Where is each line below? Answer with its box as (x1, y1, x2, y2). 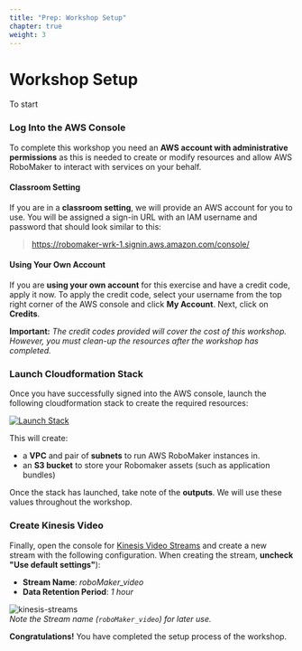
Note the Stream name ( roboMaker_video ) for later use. (9, 613, 212, 624)
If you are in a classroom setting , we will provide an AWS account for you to (9, 202, 293, 212)
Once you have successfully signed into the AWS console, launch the (9, 388, 267, 399)
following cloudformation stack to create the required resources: (9, 398, 249, 409)
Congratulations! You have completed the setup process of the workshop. (9, 630, 287, 642)
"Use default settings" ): (9, 559, 101, 570)
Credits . (9, 308, 41, 319)
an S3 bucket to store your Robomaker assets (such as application (22, 460, 270, 471)
